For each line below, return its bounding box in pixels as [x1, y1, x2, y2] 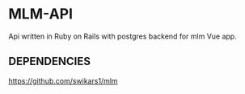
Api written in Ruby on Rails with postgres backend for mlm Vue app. [8, 31, 237, 41]
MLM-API [8, 5, 74, 23]
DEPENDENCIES [8, 55, 91, 68]
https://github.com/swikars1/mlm [8, 76, 119, 85]
